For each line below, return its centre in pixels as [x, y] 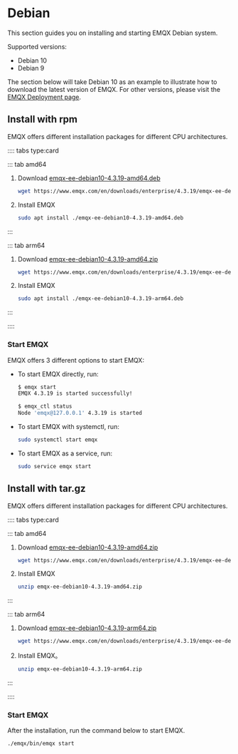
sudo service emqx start [54, 466]
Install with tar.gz [47, 489]
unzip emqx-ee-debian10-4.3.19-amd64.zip [80, 587]
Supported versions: [37, 46]
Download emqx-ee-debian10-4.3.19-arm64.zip [87, 628]
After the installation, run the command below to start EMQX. [96, 730]
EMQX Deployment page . [44, 97]
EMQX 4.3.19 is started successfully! [75, 393]
